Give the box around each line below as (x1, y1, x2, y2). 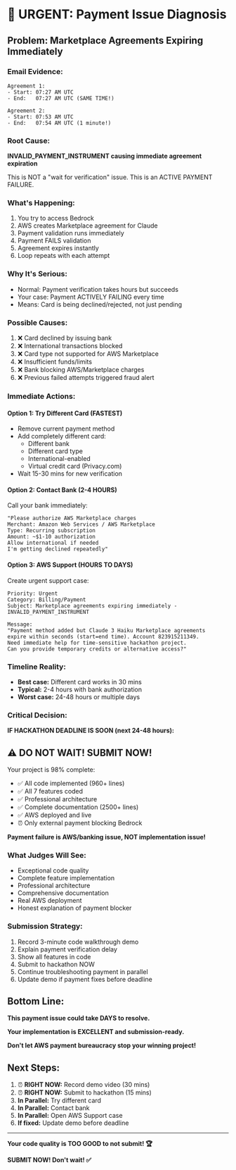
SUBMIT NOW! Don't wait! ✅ (7, 1156, 92, 1164)
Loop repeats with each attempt (17, 252, 110, 260)
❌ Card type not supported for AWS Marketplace (17, 350, 159, 358)
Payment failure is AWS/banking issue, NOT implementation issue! (7, 833, 206, 841)
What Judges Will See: (7, 850, 86, 860)
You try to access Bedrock (17, 214, 95, 223)
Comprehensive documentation (17, 889, 109, 897)
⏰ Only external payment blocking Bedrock (17, 819, 143, 827)
